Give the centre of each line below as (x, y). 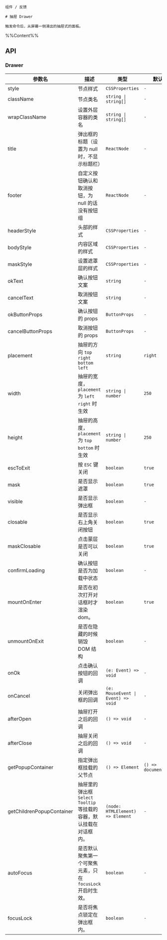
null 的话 (88, 203)
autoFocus (20, 872)
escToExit (19, 468)
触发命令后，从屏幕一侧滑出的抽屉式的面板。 (44, 26)
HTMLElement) (121, 811)
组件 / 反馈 (16, 7)
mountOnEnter (25, 602)
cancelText (21, 298)
